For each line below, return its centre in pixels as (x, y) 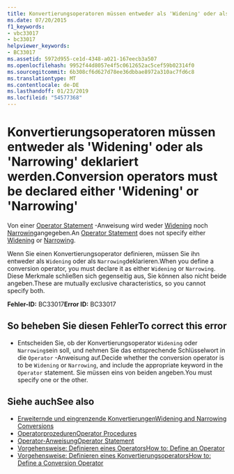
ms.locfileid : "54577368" (45, 98)
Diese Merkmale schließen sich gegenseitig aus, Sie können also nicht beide (117, 276)
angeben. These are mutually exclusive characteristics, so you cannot (107, 283)
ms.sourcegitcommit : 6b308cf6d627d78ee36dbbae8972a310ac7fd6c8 (101, 72)
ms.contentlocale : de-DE (43, 85)
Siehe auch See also (51, 402)
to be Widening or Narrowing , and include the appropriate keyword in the (120, 365)
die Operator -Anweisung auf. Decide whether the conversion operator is (121, 357)
